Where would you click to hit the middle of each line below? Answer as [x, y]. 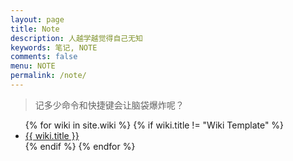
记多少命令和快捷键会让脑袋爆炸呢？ [109, 105]
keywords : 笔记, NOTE [54, 47]
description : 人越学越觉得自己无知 [76, 38]
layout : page [37, 19]
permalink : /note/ [48, 76]
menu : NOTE [33, 66]
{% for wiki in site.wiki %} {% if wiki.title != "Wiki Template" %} [154, 125]
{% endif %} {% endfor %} [80, 146]
